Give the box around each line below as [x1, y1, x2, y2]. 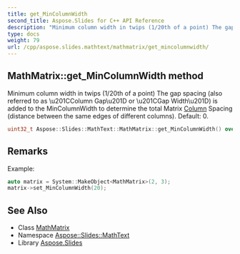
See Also [7, 204, 48, 216]
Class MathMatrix [17, 223, 70, 232]
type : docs [7, 30, 40, 38]
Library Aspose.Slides [17, 238, 83, 247]
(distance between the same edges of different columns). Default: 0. [7, 111, 209, 120]
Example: [7, 164, 35, 173]
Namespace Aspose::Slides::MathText [17, 231, 130, 240]
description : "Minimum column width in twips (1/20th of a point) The [7, 24, 222, 31]
